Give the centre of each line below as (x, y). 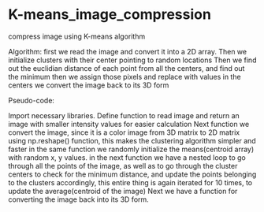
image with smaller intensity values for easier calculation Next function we (129, 124)
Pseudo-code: (32, 100)
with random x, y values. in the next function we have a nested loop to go (127, 157)
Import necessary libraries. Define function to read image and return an (124, 115)
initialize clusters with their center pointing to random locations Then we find (132, 60)
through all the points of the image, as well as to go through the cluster (123, 166)
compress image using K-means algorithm (77, 36)
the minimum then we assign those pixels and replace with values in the (125, 76)
